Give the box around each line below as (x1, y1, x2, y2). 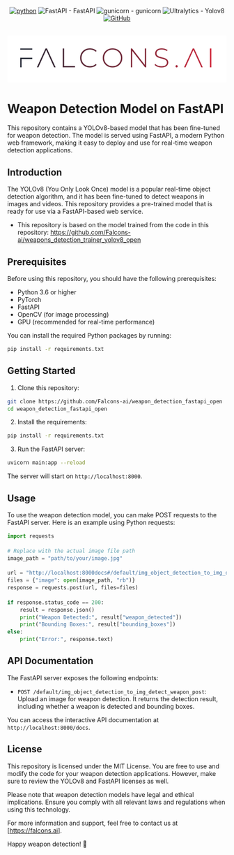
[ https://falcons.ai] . (7, 826, 63, 835)
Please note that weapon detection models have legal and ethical (7, 790, 194, 798)
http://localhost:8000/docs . (7, 723, 91, 731)
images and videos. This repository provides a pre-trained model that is (7, 200, 212, 208)
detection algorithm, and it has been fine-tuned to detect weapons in (7, 192, 205, 201)
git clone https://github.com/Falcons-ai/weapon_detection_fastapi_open (7, 398, 223, 405)
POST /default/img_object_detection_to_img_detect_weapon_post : (17, 687, 207, 696)
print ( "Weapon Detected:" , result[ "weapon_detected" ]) (19, 614, 182, 621)
